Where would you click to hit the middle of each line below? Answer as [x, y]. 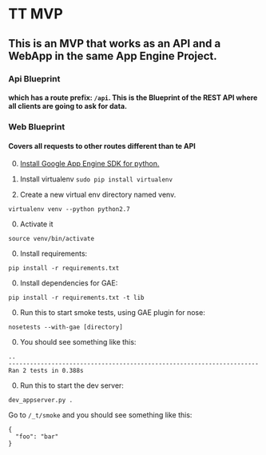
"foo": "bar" [37, 437]
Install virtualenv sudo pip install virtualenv [96, 179]
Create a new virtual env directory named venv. [98, 195]
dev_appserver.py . [41, 401]
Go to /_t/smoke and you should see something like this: [100, 415]
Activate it [36, 224]
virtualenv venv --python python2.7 [69, 210]
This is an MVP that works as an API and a [115, 44]
